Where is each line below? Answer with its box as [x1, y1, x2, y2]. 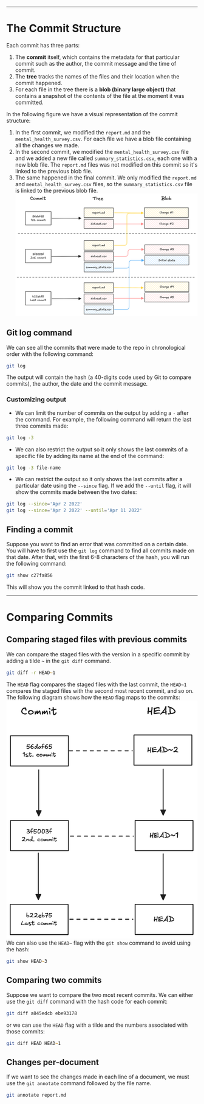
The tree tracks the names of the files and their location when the [15, 72, 180, 80]
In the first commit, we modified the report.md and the [15, 128, 151, 136]
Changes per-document [6, 1057, 99, 1068]
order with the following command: [6, 350, 94, 358]
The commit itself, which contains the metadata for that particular [15, 53, 180, 61]
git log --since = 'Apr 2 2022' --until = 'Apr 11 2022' [6, 507, 143, 514]
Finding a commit [6, 524, 73, 535]
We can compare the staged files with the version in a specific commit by [6, 650, 190, 658]
